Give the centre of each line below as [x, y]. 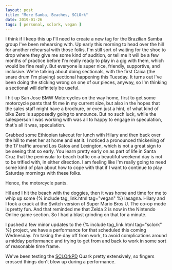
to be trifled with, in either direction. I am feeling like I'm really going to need [86, 162]
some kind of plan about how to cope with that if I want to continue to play [84, 168]
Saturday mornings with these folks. [43, 173]
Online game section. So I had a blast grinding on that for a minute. [76, 215]
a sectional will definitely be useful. [42, 88]
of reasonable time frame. [33, 246]
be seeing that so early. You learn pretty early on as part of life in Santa [81, 151]
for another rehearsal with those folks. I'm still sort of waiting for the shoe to [85, 50]
